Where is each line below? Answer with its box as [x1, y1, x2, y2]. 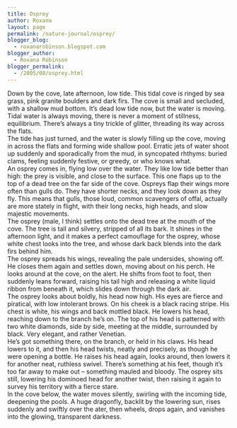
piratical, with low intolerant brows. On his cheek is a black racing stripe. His [7, 299, 230, 308]
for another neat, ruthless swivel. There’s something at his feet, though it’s [7, 359, 223, 368]
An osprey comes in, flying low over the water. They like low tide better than [7, 164, 229, 173]
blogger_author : [7, 50, 55, 57]
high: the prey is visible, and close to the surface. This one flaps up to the [7, 171, 221, 180]
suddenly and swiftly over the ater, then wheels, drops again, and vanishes [7, 405, 225, 413]
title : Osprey [7, 10, 50, 18]
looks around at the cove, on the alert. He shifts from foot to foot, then [7, 270, 212, 278]
